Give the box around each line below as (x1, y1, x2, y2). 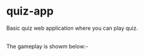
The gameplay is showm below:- (6, 43, 88, 50)
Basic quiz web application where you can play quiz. (6, 24, 139, 32)
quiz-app (6, 4, 54, 18)
